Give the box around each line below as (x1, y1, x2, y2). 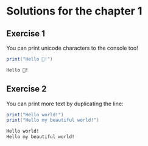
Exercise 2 (6, 84, 47, 95)
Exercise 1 (6, 28, 46, 39)
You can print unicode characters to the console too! (6, 44, 138, 51)
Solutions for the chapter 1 (6, 4, 143, 18)
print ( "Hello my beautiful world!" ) (6, 117, 99, 124)
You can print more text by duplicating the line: (6, 100, 124, 107)
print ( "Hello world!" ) (6, 111, 64, 118)
